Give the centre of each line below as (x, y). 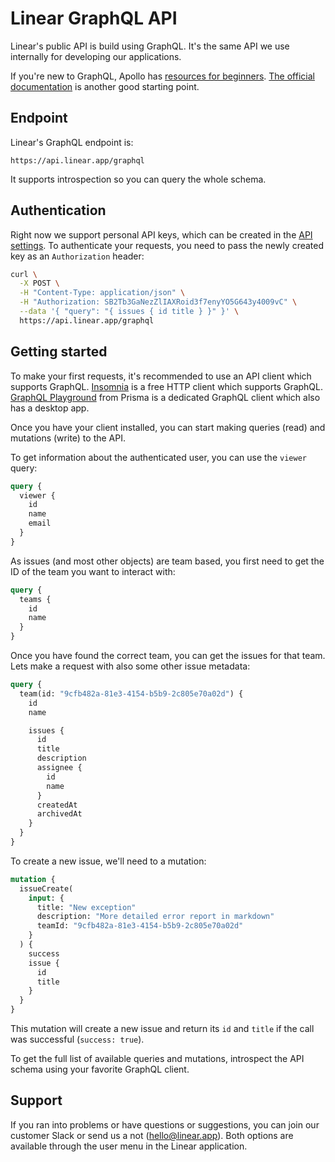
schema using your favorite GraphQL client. (100, 1069)
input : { (46, 898)
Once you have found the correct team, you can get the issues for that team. (168, 655)
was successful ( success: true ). (77, 1039)
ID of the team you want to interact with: (93, 571)
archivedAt (59, 814)
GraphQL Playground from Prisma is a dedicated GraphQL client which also (165, 397)
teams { (35, 599)
